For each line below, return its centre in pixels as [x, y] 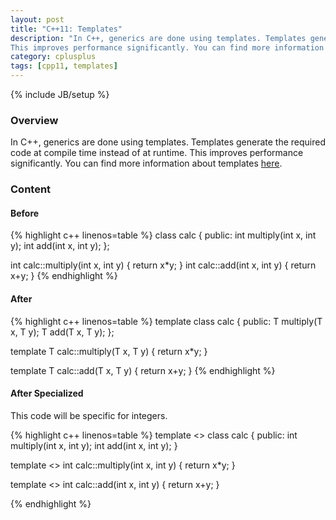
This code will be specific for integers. [89, 415]
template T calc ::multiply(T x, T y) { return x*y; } [109, 351]
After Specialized [47, 393]
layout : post [37, 19]
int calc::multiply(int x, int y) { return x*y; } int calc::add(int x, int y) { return [163, 265]
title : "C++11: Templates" [66, 29]
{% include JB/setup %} [60, 94]
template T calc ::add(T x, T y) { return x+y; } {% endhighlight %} [143, 370]
